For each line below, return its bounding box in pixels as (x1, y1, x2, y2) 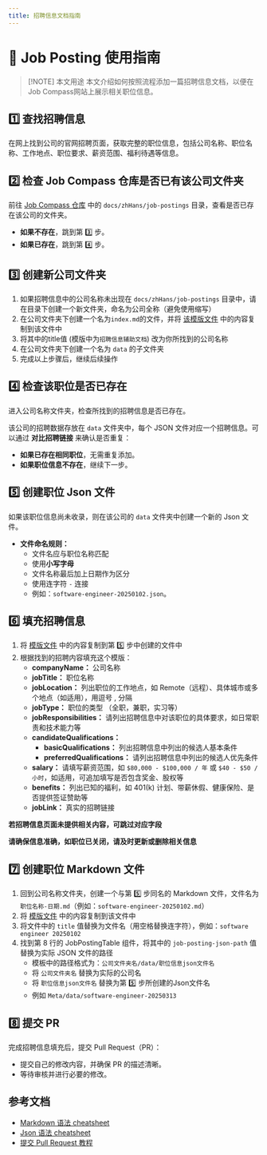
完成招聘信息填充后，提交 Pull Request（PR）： (8, 1042, 162, 1052)
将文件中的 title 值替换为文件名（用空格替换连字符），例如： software (19, 921, 249, 931)
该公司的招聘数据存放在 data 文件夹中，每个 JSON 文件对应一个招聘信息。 (8, 423, 253, 432)
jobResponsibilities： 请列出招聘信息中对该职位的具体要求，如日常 (31, 713, 253, 723)
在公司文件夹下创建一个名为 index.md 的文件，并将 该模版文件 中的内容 (19, 314, 249, 324)
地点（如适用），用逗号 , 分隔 (38, 693, 133, 703)
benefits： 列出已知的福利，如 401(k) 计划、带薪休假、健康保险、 (31, 783, 248, 792)
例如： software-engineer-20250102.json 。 (31, 588, 171, 598)
